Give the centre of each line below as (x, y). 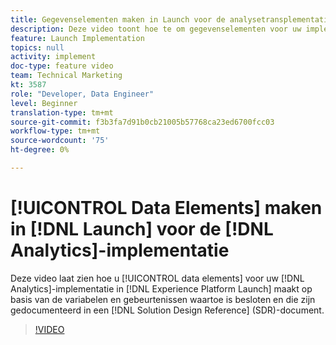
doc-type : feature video (62, 66)
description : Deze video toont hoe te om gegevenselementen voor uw (156, 29)
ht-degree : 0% (40, 150)
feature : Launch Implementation (77, 38)
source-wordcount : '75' (60, 141)
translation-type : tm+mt (62, 112)
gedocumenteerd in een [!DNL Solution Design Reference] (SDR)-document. (167, 310)
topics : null (37, 47)
